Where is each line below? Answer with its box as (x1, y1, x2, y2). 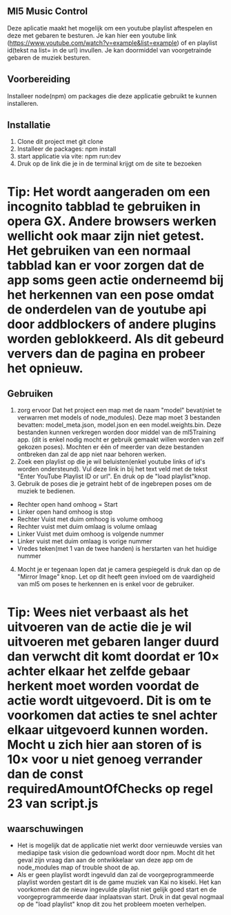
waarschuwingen (7, 823, 84, 835)
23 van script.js (7, 795, 99, 811)
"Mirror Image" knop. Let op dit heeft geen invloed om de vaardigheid (17, 572, 215, 581)
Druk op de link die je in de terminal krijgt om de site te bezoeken (17, 159, 202, 168)
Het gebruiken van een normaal (7, 242, 191, 258)
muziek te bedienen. (17, 487, 76, 496)
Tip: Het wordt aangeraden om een (7, 183, 210, 199)
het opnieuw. (7, 360, 84, 376)
